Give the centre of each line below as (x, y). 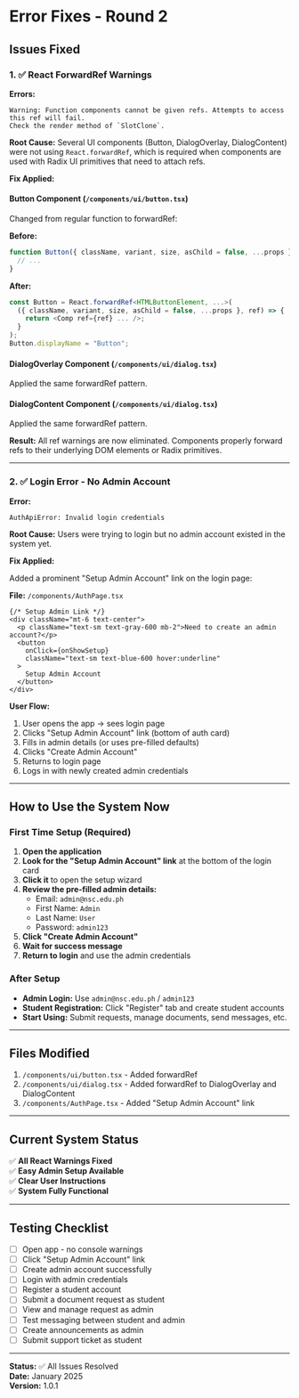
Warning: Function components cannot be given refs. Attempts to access (147, 110)
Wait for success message (72, 947)
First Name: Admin (68, 908)
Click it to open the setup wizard (82, 880)
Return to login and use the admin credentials (106, 955)
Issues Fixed (45, 49)
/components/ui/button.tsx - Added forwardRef (110, 1075)
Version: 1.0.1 (34, 1386)
